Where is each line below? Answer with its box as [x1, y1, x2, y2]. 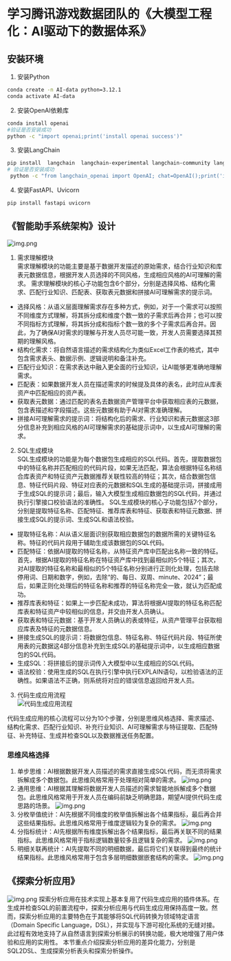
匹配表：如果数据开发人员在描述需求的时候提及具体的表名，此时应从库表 [16, 380, 222, 388]
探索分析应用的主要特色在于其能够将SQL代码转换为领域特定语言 [19, 912, 200, 920]
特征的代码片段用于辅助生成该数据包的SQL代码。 [29, 538, 168, 546]
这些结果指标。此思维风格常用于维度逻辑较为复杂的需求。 [16, 818, 180, 827]
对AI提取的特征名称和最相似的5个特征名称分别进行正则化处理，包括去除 [16, 564, 220, 572]
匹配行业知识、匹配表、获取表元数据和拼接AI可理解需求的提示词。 [29, 287, 217, 296]
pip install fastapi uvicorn [7, 200, 91, 207]
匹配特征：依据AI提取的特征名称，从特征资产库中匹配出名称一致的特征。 [16, 547, 222, 555]
